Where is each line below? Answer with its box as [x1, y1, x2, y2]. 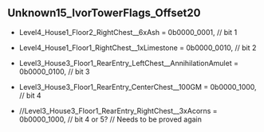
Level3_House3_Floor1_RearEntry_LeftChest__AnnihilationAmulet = [18, 58, 238, 68]
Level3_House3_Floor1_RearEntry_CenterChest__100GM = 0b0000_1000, [18, 82, 257, 91]
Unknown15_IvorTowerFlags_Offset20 [7, 6, 201, 20]
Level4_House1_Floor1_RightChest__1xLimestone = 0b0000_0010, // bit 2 [18, 43, 257, 52]
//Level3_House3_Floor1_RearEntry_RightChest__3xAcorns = [18, 106, 218, 115]
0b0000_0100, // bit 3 [18, 67, 90, 76]
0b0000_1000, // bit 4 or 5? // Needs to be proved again [18, 115, 203, 124]
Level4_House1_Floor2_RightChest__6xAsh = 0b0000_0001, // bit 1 [18, 27, 238, 37]
